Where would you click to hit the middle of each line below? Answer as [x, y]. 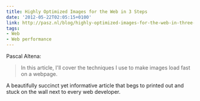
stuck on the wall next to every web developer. [63, 92]
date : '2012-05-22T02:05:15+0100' [49, 17]
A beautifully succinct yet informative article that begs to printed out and [95, 86]
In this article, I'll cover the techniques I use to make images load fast [105, 68]
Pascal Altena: [24, 56]
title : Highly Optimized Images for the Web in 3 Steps [77, 12]
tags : [13, 28]
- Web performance [29, 39]
